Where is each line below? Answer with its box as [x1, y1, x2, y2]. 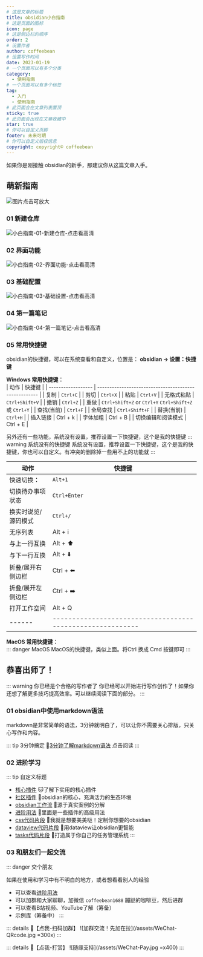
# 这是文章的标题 [6, 8, 43, 15]
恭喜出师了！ [6, 665, 54, 676]
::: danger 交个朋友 [6, 863, 53, 870]
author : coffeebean [6, 48, 56, 54]
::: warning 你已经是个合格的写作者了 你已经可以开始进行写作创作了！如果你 [6, 682, 195, 689]
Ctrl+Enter [52, 492, 83, 499]
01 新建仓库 [6, 214, 40, 223]
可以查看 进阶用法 [14, 889, 58, 896]
